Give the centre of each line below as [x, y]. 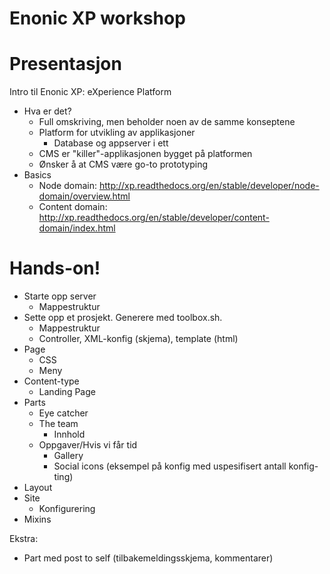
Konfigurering [67, 509]
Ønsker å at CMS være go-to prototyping [123, 164]
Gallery [68, 456]
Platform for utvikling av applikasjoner [117, 133]
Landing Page [67, 392]
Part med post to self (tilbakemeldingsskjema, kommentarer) [148, 558]
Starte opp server [60, 296]
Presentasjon [65, 64]
